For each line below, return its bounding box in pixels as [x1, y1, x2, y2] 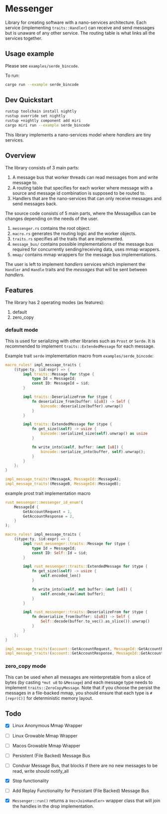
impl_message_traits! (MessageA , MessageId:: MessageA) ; [5, 477, 121, 482]
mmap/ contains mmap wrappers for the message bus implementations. [12, 251, 157, 257]
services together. [5, 35, 42, 41]
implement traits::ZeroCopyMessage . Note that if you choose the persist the [5, 684, 161, 690]
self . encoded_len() [40, 573, 81, 579]
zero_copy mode [5, 663, 46, 669]
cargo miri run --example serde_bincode [5, 123, 90, 128]
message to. [12, 179, 38, 185]
